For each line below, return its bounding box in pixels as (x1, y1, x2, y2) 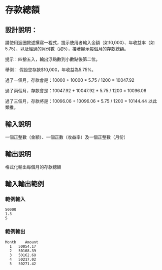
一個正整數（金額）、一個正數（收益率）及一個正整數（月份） (5, 134, 128, 140)
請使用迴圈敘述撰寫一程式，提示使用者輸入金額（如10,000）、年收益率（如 (5, 40, 155, 45)
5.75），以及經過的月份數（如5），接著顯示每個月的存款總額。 (5, 46, 129, 52)
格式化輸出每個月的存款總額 (5, 164, 62, 170)
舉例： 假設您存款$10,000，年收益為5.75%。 (5, 67, 96, 72)
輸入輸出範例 (5, 180, 44, 188)
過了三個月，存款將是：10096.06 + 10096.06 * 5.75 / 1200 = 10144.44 (5, 98, 147, 104)
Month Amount (5, 239, 38, 244)
